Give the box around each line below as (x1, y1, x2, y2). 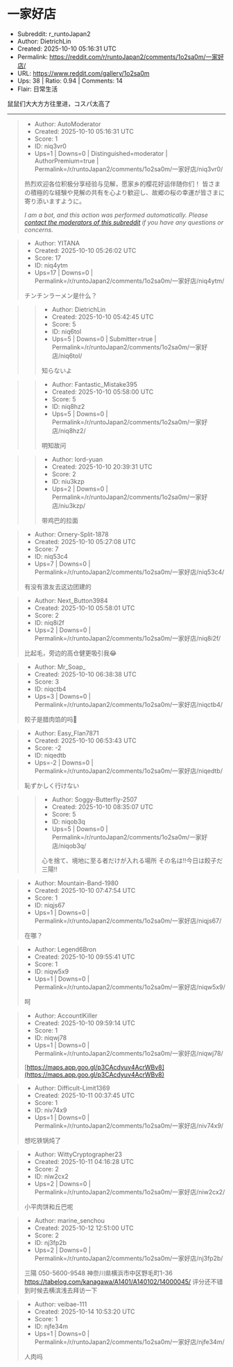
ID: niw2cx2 (34, 1172, 69, 1181)
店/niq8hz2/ (51, 426, 86, 435)
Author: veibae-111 (34, 1300, 87, 1308)
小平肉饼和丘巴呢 (24, 1202, 74, 1210)
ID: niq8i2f (34, 618, 64, 627)
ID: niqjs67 (34, 900, 66, 909)
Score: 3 (34, 677, 59, 686)
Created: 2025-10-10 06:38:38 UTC (34, 670, 137, 678)
